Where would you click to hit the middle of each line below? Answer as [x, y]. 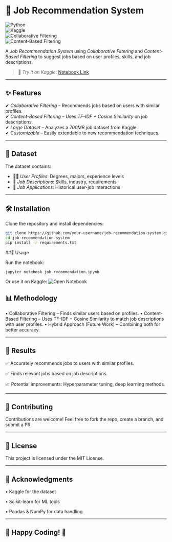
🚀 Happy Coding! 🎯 [36, 532]
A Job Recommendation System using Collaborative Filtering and [74, 51]
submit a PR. [19, 425]
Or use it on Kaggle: [26, 282]
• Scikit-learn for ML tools [33, 502]
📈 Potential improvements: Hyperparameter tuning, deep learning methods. [85, 384]
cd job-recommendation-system [38, 238]
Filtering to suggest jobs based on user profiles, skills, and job [85, 57]
